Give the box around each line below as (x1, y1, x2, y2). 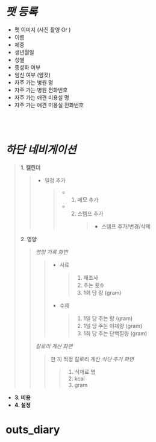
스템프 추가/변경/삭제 (101, 223, 151, 230)
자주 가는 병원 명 (14, 78, 54, 86)
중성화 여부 (14, 63, 41, 71)
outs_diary (5, 423, 60, 437)
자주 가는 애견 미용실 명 (14, 93, 70, 101)
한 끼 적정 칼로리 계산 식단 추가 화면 (50, 355, 134, 362)
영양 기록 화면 (35, 248, 68, 256)
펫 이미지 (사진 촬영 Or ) (14, 26, 71, 33)
